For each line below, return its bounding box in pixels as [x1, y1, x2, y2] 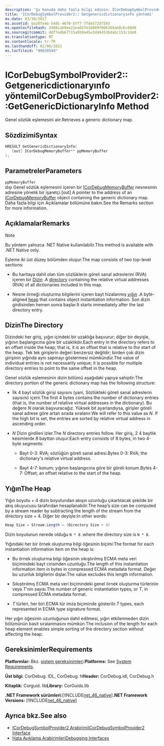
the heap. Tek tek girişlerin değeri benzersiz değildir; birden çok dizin [5, 349, 145, 356]
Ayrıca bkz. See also [5, 712, 67, 720]
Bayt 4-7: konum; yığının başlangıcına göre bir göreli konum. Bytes [19, 465, 152, 471]
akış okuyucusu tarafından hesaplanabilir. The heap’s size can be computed [5, 503, 156, 508]
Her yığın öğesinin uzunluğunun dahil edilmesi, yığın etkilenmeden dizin [5, 615, 149, 621]
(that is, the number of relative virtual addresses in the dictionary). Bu [12, 400, 152, 406]
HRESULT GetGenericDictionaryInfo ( [5, 144, 78, 149]
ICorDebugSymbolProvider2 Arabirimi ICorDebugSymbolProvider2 [12, 724, 145, 730]
